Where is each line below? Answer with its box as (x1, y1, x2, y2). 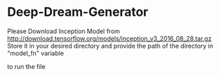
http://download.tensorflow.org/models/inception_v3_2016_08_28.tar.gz (7, 34, 212, 42)
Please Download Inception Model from (7, 27, 120, 35)
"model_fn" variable (7, 49, 65, 57)
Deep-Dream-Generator (7, 4, 149, 20)
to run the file (7, 62, 46, 70)
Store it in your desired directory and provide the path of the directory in (7, 41, 214, 50)
